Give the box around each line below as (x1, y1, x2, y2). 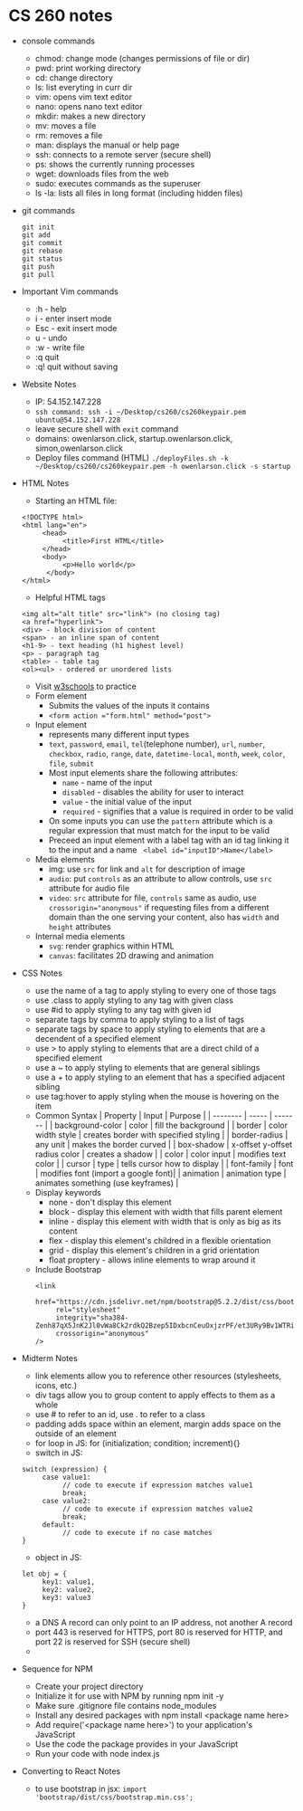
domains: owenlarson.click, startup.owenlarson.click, (34, 433, 233, 443)
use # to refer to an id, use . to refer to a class (34, 1408, 205, 1419)
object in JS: (34, 1551, 82, 1562)
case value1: (42, 1473, 91, 1482)
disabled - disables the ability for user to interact (62, 786, 244, 797)
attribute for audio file (48, 882, 130, 893)
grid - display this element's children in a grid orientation (48, 1244, 260, 1255)
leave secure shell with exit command (34, 423, 178, 434)
